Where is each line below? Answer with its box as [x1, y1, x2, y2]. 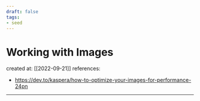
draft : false [6, 8, 39, 15]
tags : [6, 14, 20, 20]
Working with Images [6, 45, 114, 59]
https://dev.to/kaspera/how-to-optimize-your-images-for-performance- [14, 77, 192, 84]
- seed [6, 20, 23, 26]
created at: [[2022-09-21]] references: [6, 65, 101, 72]
